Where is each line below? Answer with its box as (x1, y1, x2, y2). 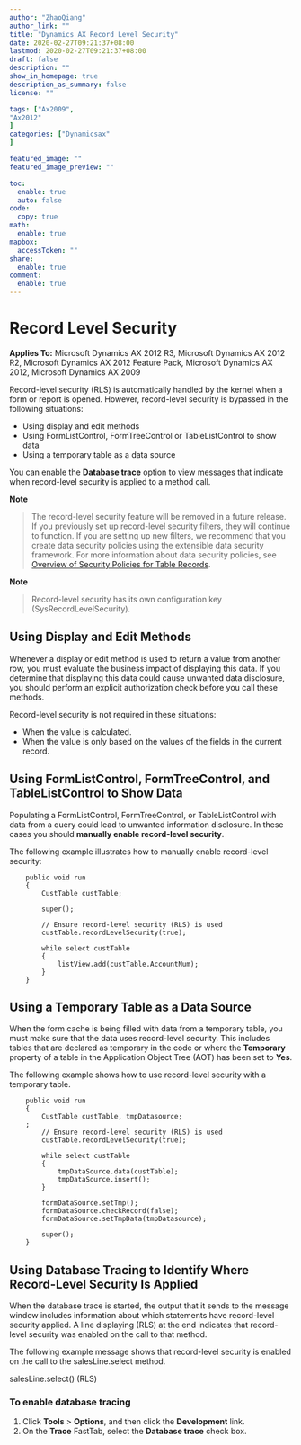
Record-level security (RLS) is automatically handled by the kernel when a (9, 384, 283, 395)
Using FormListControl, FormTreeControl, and (9, 772, 270, 787)
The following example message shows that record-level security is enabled (9, 1346, 292, 1358)
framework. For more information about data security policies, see (31, 549, 277, 560)
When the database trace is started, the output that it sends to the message (9, 1300, 289, 1311)
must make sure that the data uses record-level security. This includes (9, 1033, 270, 1044)
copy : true (17, 212, 58, 221)
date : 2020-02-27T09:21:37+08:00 (9, 38, 135, 48)
